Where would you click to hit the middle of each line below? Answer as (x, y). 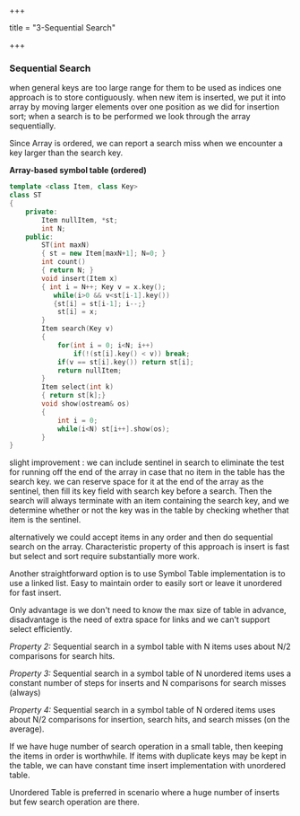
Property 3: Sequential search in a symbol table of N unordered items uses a (150, 673)
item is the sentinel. (45, 520)
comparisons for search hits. (62, 656)
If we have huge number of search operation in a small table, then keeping (146, 747)
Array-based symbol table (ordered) (78, 171)
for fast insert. (35, 592)
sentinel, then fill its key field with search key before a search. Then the (141, 491)
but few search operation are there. (75, 802)
